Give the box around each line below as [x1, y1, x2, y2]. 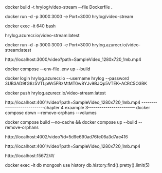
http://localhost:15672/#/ [5, 153, 55, 158]
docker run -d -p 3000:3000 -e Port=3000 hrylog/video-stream [5, 14, 134, 19]
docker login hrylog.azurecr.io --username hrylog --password [5, 76, 129, 81]
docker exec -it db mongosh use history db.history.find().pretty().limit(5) [5, 162, 150, 168]
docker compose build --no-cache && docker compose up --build [5, 119, 137, 125]
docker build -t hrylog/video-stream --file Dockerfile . [5, 4, 113, 10]
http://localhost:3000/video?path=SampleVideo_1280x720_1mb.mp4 [5, 57, 142, 62]
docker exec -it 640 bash [5, 23, 56, 29]
